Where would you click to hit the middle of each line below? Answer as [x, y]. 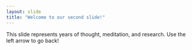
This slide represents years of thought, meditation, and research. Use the [96, 34]
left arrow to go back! [32, 40]
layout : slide [24, 12]
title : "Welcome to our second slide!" [56, 17]
